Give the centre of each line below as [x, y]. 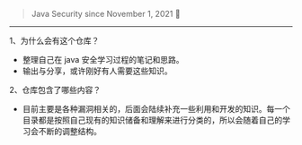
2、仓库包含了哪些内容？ [55, 90]
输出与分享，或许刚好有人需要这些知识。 [97, 71]
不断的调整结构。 [70, 131]
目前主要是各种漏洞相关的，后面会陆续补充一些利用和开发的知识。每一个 [156, 109]
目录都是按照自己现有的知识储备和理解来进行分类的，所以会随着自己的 [152, 120]
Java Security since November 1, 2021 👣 [106, 14]
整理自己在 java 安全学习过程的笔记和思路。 [103, 60]
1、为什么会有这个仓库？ [54, 41]
